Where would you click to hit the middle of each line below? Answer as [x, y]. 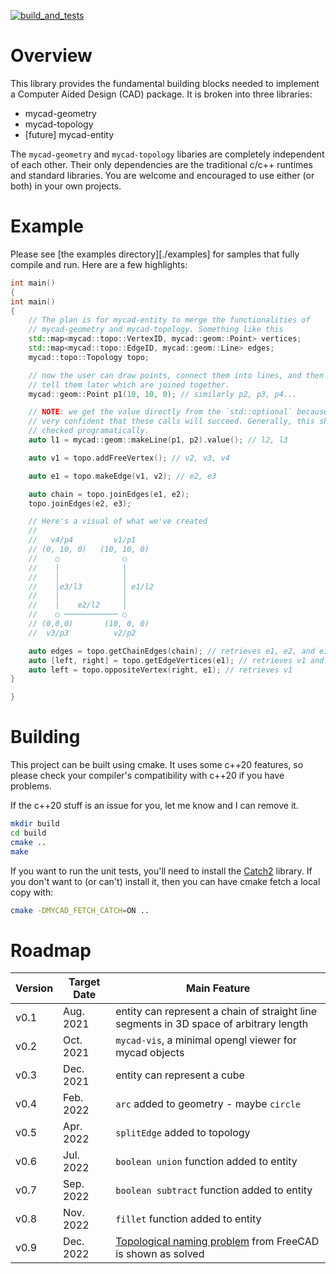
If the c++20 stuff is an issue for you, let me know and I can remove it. [154, 806]
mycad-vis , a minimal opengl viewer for [206, 1040]
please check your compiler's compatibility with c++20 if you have [147, 776]
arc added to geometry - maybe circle [208, 1104]
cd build [28, 833]
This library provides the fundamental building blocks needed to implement [165, 83]
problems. [31, 786]
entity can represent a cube [180, 1075]
